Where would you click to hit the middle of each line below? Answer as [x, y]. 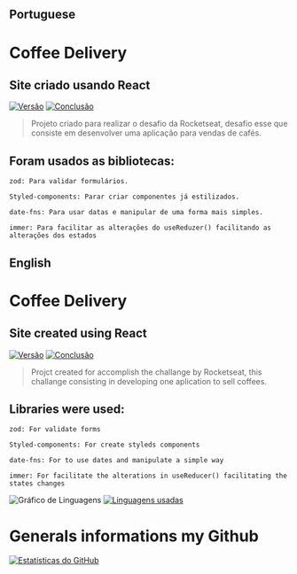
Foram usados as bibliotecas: [92, 161]
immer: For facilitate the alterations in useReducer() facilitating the [148, 476]
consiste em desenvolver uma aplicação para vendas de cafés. [146, 133]
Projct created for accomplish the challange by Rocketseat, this [146, 372]
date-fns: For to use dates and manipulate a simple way [117, 461]
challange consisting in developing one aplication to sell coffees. [149, 381]
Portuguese [43, 15]
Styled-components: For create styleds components [105, 445]
